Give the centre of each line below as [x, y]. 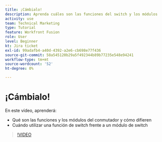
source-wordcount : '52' [29, 64]
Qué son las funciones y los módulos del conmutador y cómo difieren [82, 120]
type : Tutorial [20, 28]
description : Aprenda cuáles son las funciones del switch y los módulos [81, 14]
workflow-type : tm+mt [27, 60]
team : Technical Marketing [32, 23]
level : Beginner [21, 41]
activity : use [19, 19]
